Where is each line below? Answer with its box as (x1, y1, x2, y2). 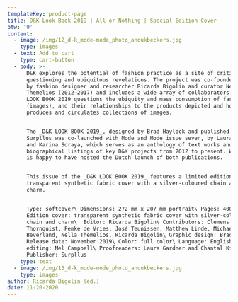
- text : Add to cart (13, 50, 74, 57)
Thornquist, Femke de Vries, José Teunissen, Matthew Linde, (25, 225, 211, 232)
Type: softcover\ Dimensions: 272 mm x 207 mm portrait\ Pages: (25, 205, 220, 212)
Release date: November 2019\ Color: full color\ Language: (25, 238, 208, 245)
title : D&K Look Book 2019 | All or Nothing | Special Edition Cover (7, 17, 217, 24)
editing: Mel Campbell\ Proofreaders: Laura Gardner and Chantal (25, 245, 223, 252)
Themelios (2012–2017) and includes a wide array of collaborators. (25, 89, 233, 96)
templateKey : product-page (7, 10, 87, 18)
